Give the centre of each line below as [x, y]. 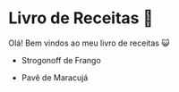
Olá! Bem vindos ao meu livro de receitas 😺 [89, 43]
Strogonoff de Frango [61, 60]
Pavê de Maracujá [55, 77]
